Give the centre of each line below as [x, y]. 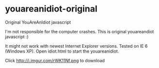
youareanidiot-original [51, 9]
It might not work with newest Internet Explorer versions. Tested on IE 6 [76, 46]
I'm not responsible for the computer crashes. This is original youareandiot [79, 31]
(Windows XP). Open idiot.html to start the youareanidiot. [62, 51]
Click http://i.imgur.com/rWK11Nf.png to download [55, 60]
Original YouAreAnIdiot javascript [38, 22]
